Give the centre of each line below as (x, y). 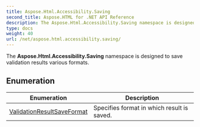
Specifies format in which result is (141, 107)
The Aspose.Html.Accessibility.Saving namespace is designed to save (95, 56)
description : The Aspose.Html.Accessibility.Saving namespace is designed (101, 23)
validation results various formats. (48, 62)
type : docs (20, 28)
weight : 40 (20, 34)
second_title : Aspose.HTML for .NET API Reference (70, 17)
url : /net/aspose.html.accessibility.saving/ (63, 39)
